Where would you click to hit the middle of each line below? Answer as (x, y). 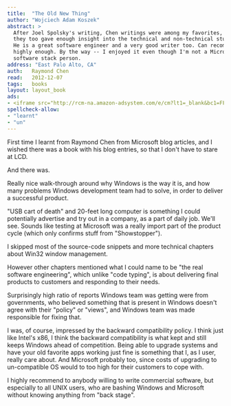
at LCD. (18, 156)
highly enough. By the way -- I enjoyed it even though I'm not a (110, 52)
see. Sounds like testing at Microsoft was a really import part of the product (114, 226)
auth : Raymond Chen (38, 71)
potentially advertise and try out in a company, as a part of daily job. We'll (111, 218)
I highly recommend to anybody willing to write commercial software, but (110, 380)
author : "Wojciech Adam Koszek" (53, 20)
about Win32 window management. (57, 254)
